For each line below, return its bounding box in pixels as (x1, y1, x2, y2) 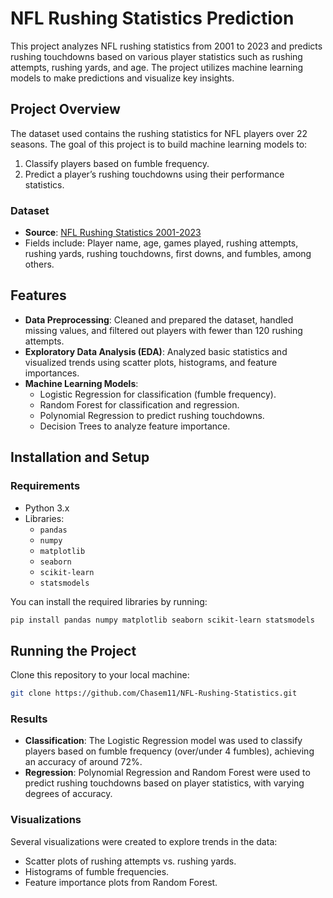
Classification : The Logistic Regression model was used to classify (24, 735, 303, 747)
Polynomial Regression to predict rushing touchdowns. (39, 409, 265, 421)
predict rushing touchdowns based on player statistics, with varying (24, 777, 305, 789)
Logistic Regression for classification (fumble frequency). (39, 388, 277, 400)
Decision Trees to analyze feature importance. (39, 420, 231, 432)
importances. (24, 367, 80, 379)
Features (10, 287, 67, 304)
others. (24, 258, 55, 271)
